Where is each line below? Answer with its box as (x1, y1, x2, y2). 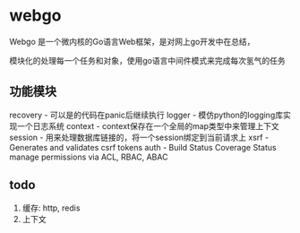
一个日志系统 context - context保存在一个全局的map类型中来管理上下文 (16, 120, 279, 131)
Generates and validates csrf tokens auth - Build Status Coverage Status (9, 142, 277, 152)
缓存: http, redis (21, 203, 81, 213)
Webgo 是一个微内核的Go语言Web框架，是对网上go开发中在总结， (9, 36, 255, 47)
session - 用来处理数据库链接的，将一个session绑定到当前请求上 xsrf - (9, 132, 270, 142)
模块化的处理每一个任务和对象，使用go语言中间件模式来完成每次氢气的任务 (9, 55, 286, 65)
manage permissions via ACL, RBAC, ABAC (9, 151, 168, 162)
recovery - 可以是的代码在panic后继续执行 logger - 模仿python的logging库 (9, 109, 284, 120)
